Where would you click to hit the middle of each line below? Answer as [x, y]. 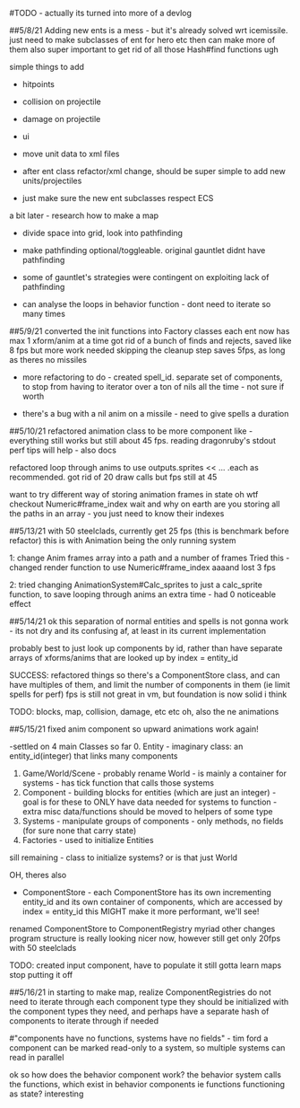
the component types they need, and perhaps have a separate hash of [139, 1011]
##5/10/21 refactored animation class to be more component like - [131, 431]
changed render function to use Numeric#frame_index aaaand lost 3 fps [142, 567]
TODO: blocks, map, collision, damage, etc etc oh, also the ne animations [144, 712]
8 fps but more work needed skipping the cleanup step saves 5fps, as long [147, 350]
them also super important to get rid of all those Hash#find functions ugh [144, 49]
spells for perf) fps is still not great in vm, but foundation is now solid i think [148, 694]
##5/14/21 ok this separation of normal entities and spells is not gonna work [149, 621]
